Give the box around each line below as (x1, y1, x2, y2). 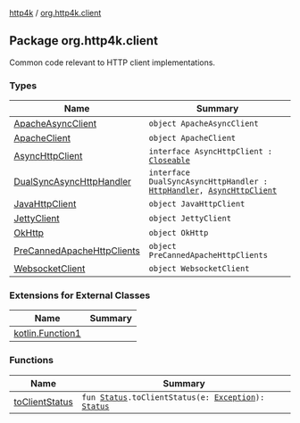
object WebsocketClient (148, 263, 250, 274)
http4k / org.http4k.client (9, 8, 102, 18)
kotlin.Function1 (13, 328, 82, 340)
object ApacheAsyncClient (148, 119, 259, 129)
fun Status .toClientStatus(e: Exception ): (81, 392, 265, 402)
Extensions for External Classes (9, 289, 151, 302)
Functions (9, 354, 54, 367)
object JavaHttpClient (148, 199, 246, 209)
